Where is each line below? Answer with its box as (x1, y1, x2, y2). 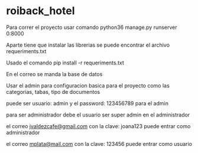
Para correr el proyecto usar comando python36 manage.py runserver (6, 24, 177, 31)
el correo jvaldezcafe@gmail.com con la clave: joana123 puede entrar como (6, 122, 191, 129)
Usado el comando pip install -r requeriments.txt (6, 59, 124, 66)
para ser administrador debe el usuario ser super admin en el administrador (6, 111, 190, 118)
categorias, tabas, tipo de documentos (6, 88, 100, 95)
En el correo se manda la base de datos (6, 70, 103, 77)
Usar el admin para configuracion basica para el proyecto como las (6, 82, 170, 89)
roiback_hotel (6, 4, 75, 18)
